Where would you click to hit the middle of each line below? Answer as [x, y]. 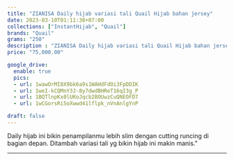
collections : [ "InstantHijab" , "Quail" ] [67, 26]
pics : [22, 78]
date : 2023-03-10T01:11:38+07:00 [56, 20]
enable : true [32, 71]
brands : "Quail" [31, 33]
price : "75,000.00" [36, 53]
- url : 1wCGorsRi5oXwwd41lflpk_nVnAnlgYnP [76, 104]
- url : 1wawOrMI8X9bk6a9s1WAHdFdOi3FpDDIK [76, 84]
